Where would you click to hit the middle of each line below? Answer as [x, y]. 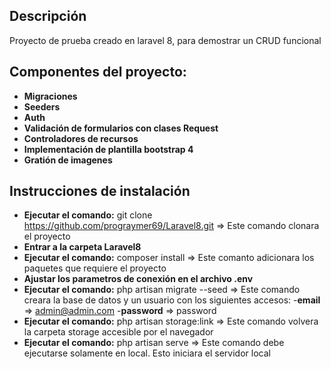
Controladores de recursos [81, 138]
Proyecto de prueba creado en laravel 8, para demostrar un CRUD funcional [165, 40]
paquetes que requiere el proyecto [95, 268]
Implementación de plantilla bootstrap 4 [108, 149]
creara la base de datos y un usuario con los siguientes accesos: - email [172, 300]
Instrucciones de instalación [100, 191]
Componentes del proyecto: [98, 72]
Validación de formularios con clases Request [121, 128]
